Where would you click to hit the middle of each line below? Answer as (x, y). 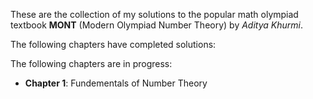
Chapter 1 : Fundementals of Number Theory (116, 83)
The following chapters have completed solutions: (113, 44)
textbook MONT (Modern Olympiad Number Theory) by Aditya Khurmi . (157, 25)
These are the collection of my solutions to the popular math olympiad (154, 14)
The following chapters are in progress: (91, 63)
